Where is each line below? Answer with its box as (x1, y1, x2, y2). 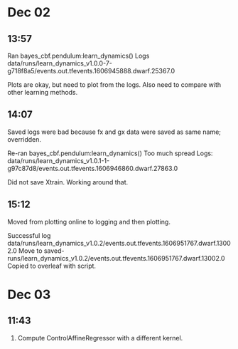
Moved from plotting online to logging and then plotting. (7, 217, 171, 226)
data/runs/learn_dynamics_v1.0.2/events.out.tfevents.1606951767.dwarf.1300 (7, 239, 231, 247)
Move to (18, 246, 43, 255)
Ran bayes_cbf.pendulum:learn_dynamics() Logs (7, 51, 150, 60)
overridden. (7, 135, 41, 143)
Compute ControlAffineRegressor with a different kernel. (17, 333, 183, 342)
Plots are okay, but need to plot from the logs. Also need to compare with (7, 80, 222, 89)
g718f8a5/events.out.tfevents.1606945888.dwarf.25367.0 (7, 67, 175, 75)
